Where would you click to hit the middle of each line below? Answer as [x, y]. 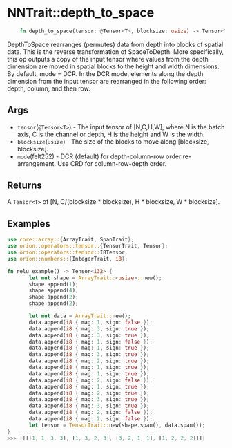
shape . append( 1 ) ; [54, 284]
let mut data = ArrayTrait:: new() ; [80, 316]
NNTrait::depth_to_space [81, 13]
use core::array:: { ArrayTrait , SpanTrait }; [71, 240]
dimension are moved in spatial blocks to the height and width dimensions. [113, 66]
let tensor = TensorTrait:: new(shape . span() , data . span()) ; [117, 425]
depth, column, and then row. [49, 88]
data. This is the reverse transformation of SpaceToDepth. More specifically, [116, 52]
